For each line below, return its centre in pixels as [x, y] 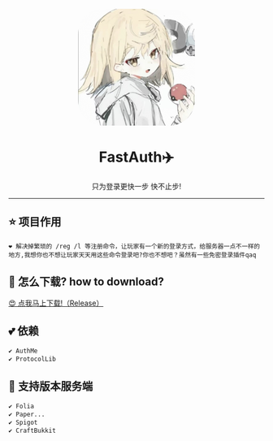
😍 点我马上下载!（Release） [56, 303]
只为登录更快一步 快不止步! [136, 186]
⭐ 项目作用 [35, 222]
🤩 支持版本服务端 [51, 386]
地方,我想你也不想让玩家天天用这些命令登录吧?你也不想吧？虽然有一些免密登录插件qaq [132, 255]
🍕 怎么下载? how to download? [87, 282]
